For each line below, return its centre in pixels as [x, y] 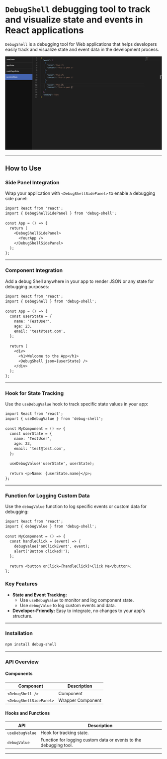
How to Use [23, 169]
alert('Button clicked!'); [42, 551]
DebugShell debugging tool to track [78, 9]
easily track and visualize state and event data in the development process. [82, 49]
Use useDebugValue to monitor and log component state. [77, 600]
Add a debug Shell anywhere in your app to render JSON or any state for [80, 281]
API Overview [22, 662]
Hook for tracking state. [65, 733]
